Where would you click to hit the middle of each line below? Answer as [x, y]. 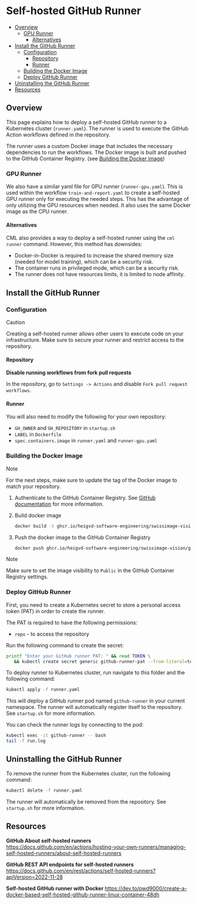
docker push [29, 548]
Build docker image [38, 515]
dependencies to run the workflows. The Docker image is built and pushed [96, 152]
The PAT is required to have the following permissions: [72, 622]
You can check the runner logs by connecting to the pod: [75, 725]
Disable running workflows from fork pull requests [69, 373]
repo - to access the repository [52, 634]
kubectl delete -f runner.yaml [44, 790]
